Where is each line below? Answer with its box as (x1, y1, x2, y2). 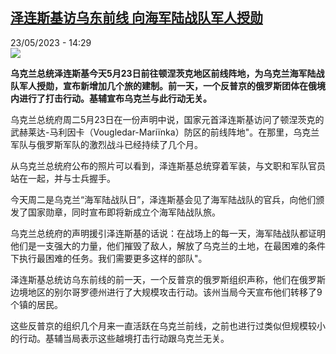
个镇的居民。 (10, 298, 63, 310)
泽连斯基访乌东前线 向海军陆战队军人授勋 (10, 9, 263, 27)
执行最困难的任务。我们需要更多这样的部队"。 (18, 252, 208, 264)
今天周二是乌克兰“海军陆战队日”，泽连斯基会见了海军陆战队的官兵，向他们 (10, 193, 317, 205)
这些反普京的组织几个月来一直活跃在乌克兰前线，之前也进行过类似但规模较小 (10, 319, 326, 332)
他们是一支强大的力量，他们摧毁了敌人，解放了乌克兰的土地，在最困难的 (10, 239, 308, 252)
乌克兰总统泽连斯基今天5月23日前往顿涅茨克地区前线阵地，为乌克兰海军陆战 (10, 67, 325, 79)
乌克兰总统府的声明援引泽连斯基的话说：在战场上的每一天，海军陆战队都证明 (10, 227, 326, 239)
